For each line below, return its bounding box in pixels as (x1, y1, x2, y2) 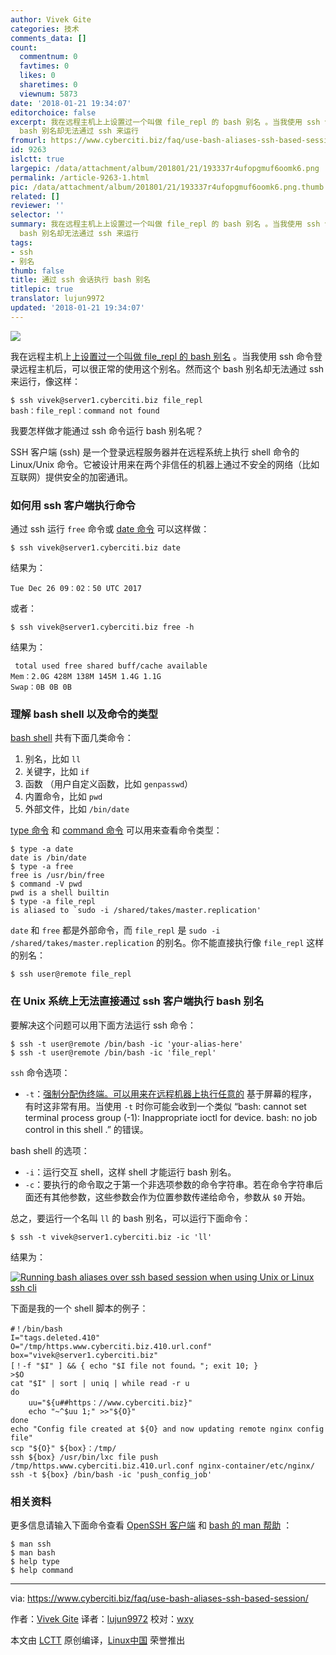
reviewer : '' (10, 201, 65, 211)
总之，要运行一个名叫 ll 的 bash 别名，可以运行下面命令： (10, 1212, 252, 1224)
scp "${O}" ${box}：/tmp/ (10, 1443, 117, 1453)
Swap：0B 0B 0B (10, 682, 72, 693)
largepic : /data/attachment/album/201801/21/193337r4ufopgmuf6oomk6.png (10, 163, 320, 173)
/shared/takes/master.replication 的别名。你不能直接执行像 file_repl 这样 (10, 937, 325, 949)
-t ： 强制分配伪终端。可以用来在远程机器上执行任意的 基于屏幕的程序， (24, 1087, 318, 1100)
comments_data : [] (10, 33, 87, 43)
